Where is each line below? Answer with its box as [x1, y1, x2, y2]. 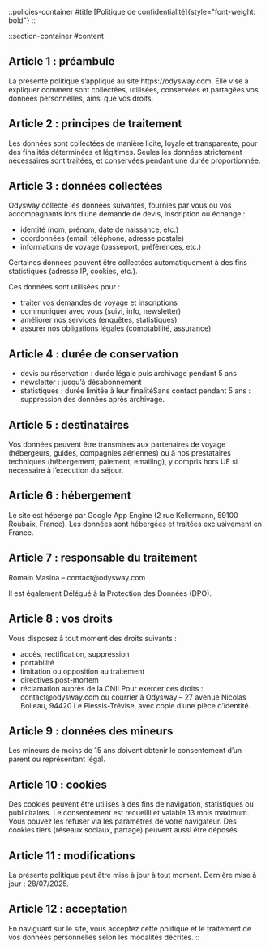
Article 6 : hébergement [8, 489, 131, 503]
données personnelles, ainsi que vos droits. [8, 93, 154, 103]
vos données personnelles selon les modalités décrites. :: [8, 932, 200, 942]
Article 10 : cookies [8, 777, 107, 791]
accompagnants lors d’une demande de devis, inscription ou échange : [8, 209, 246, 219]
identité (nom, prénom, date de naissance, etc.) [19, 225, 179, 234]
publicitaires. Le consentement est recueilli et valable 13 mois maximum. [8, 808, 250, 818]
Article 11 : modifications [8, 849, 135, 862]
